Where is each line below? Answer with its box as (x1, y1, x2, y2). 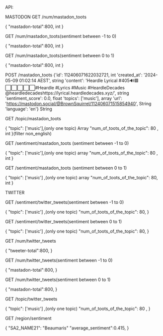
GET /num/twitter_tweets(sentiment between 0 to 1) (5, 277, 111, 283)
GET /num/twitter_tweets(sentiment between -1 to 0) (5, 257, 113, 263)
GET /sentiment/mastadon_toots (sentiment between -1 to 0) (5, 140, 129, 146)
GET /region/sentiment (5, 316, 52, 321)
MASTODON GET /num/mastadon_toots (5, 14, 87, 19)
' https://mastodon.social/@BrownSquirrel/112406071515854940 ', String (5, 101, 152, 106)
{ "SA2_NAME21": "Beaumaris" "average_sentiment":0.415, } (5, 325, 129, 331)
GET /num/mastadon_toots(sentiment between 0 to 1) (5, 52, 115, 58)
